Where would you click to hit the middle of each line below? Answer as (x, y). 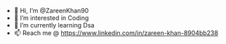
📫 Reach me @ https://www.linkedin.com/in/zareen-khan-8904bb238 (116, 33)
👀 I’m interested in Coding (51, 18)
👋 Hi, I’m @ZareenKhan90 (51, 11)
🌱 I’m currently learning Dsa (54, 25)
